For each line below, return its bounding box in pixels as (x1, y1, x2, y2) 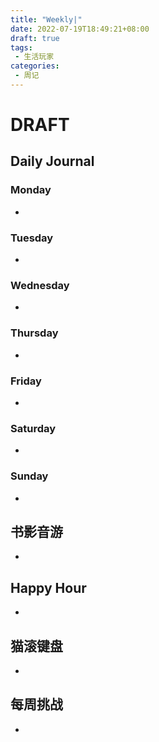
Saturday (10, 421, 57, 435)
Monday (10, 183, 52, 197)
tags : (10, 42, 33, 53)
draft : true (10, 33, 60, 43)
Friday (10, 374, 42, 388)
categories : (10, 61, 60, 71)
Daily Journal (10, 153, 95, 170)
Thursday (10, 326, 59, 340)
